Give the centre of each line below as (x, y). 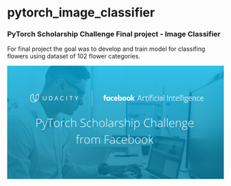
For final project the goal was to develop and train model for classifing (106, 49)
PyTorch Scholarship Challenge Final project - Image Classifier (114, 34)
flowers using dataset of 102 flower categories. (74, 56)
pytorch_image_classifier (81, 13)
